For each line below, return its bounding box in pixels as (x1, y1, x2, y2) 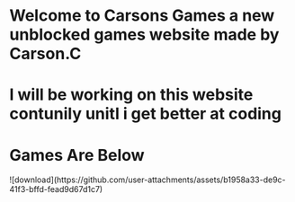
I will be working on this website (9, 84, 254, 105)
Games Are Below (9, 145, 146, 165)
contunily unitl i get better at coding (9, 104, 282, 124)
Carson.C (9, 44, 82, 64)
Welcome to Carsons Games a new (9, 5, 275, 26)
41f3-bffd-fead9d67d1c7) (9, 184, 103, 195)
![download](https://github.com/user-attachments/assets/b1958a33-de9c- (9, 174, 286, 185)
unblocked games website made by (9, 24, 280, 45)
